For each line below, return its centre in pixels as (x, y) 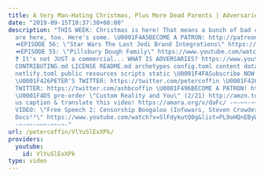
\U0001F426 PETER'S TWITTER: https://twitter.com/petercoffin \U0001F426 (137, 81)
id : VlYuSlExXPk (49, 154)
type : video (27, 161)
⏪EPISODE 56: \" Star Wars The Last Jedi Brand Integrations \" (120, 45)
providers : (26, 139)
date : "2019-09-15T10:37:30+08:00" (66, 23)
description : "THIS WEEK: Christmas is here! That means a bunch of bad (130, 30)
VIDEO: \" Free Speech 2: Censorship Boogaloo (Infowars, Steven (123, 110)
